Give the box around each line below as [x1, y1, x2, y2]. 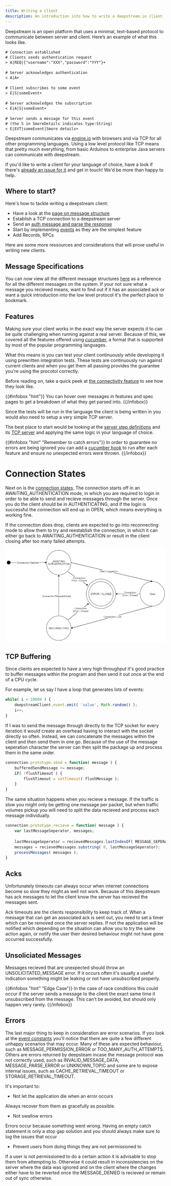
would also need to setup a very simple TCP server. [5, 414, 113, 420]
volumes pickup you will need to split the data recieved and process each [5, 807, 159, 813]
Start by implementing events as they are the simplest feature [12, 227, 142, 233]
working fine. [5, 512, 33, 518]
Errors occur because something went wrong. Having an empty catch [5, 1123, 151, 1129]
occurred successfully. [5, 936, 53, 943]
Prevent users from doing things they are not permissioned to [12, 1143, 141, 1149]
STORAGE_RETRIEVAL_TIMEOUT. [5, 1073, 75, 1079]
